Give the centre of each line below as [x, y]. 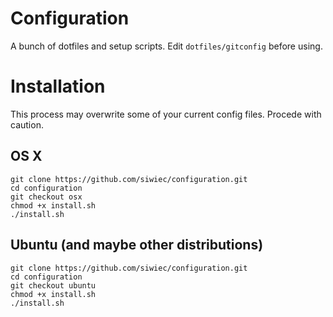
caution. [27, 124]
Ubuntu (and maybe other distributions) [137, 245]
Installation [58, 86]
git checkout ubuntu [53, 285]
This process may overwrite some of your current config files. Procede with [166, 114]
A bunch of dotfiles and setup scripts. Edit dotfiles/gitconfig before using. [166, 46]
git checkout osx [46, 197]
